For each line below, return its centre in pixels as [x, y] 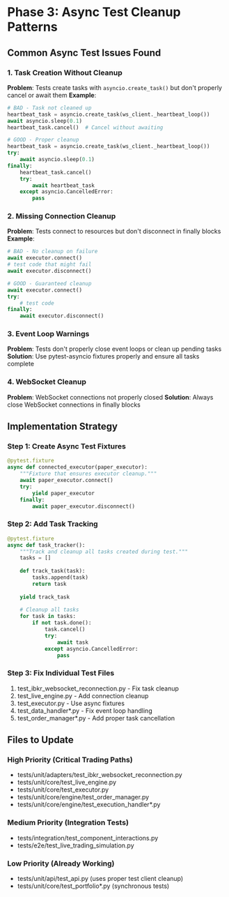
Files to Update [41, 740]
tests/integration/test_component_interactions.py [88, 838]
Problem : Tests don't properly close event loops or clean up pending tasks [114, 349]
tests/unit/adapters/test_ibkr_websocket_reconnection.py [100, 775]
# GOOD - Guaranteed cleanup [49, 283]
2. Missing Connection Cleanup [62, 216]
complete [21, 364]
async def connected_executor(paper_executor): [78, 467]
